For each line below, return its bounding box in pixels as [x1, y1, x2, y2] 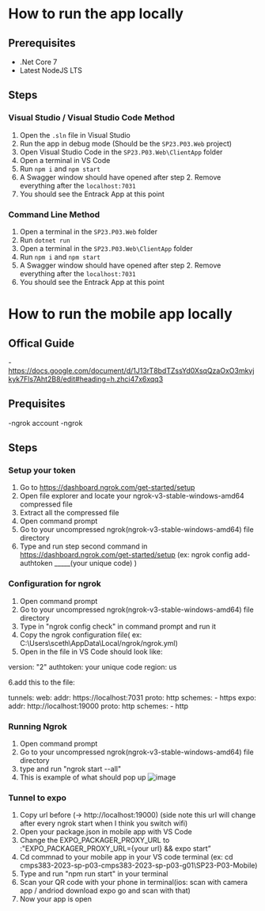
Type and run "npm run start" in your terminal [19, 869, 168, 879]
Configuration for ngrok [8, 579, 101, 590]
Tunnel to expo [8, 792, 67, 803]
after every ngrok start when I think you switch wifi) [19, 818, 188, 828]
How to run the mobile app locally [8, 306, 233, 323]
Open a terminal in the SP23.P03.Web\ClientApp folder [19, 243, 194, 253]
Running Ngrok [8, 721, 67, 732]
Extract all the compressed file [19, 508, 119, 518]
